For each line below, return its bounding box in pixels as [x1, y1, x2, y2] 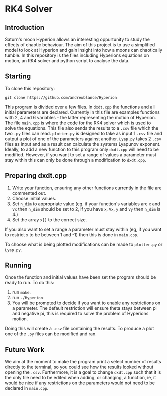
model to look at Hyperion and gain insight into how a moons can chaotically [5, 47, 162, 53]
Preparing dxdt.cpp [5, 171, 67, 180]
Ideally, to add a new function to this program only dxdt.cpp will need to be [5, 146, 159, 152]
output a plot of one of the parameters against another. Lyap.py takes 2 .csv [5, 136, 161, 142]
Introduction [5, 23, 45, 32]
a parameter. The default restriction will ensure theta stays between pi [12, 305, 157, 311]
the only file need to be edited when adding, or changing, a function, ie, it [5, 375, 156, 381]
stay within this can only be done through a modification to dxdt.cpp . [5, 157, 146, 163]
